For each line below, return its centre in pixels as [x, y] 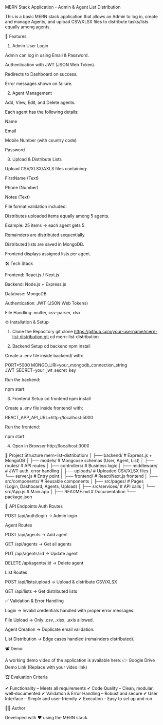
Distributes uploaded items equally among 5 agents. [57, 216]
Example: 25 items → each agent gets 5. [45, 225]
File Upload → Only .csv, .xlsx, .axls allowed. [49, 620]
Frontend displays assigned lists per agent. [48, 254]
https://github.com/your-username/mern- [116, 332]
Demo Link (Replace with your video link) [46, 667]
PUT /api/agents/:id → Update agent [41, 554]
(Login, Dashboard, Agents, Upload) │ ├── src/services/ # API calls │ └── [80, 486]
